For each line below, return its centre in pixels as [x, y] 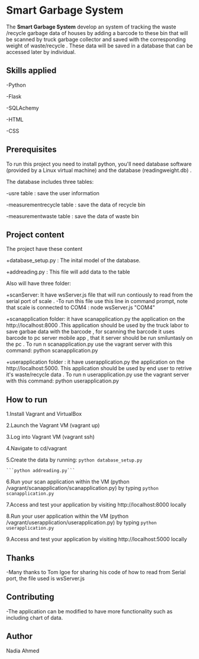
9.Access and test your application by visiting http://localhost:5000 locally [97, 539]
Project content [35, 235]
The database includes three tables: [50, 182]
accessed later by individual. [41, 52]
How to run [27, 399]
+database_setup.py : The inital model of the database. [73, 260]
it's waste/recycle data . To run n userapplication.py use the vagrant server [98, 375]
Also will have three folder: [38, 284]
